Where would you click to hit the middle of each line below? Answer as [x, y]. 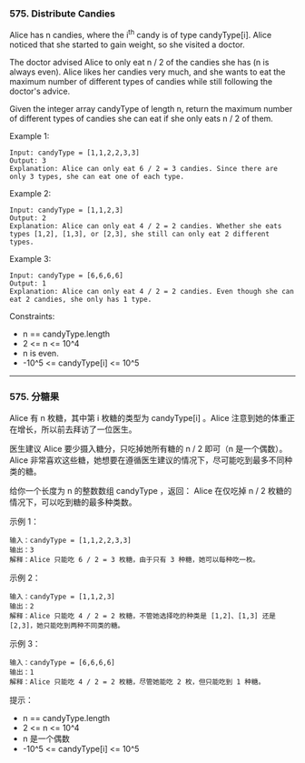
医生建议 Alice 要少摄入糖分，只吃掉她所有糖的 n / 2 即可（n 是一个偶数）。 [148, 449]
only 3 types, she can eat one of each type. [97, 176]
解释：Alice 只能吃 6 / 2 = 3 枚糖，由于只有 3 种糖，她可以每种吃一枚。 [135, 560]
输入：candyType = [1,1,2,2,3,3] [70, 541]
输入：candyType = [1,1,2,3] [63, 597]
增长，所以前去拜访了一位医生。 [77, 429]
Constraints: [32, 316]
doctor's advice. [40, 91]
